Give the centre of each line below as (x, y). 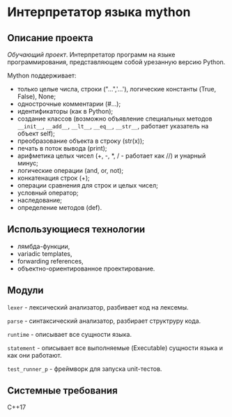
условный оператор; (48, 193)
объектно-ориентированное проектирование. (86, 268)
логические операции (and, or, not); (70, 170)
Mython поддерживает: (42, 75)
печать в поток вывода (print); (62, 148)
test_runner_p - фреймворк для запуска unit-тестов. (85, 369)
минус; (28, 163)
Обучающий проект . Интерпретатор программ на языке (91, 54)
